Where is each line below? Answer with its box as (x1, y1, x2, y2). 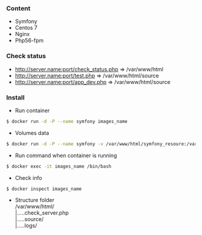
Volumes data (14, 129, 49, 136)
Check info (14, 174, 42, 181)
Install (6, 93, 25, 101)
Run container (14, 107, 50, 114)
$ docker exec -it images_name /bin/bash (6, 163, 112, 169)
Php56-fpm (14, 37, 44, 44)
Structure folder (14, 197, 55, 204)
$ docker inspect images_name (6, 186, 82, 192)
